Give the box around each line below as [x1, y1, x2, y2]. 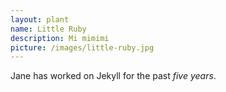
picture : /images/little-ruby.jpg [10, 42, 155, 53]
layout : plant [10, 14, 70, 25]
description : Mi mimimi [10, 33, 110, 43]
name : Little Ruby [10, 24, 87, 34]
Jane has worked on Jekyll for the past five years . [10, 70, 217, 82]
